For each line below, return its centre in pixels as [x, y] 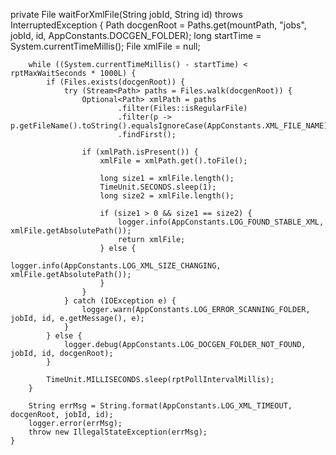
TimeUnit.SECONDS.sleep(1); [158, 187]
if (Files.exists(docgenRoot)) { [116, 82]
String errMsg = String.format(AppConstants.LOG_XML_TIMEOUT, [160, 406]
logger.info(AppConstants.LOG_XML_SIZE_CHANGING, [116, 266]
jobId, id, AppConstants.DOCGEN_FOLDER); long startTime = [136, 35]
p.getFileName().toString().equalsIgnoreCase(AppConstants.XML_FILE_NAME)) [171, 126]
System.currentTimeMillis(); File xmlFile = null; [105, 46]
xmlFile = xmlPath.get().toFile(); [173, 161]
